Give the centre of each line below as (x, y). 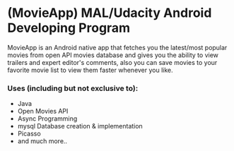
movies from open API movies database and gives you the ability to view (113, 55)
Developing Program (69, 28)
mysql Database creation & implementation (80, 126)
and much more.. (42, 141)
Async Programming (47, 119)
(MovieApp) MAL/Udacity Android (110, 13)
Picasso (29, 134)
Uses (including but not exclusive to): (73, 88)
